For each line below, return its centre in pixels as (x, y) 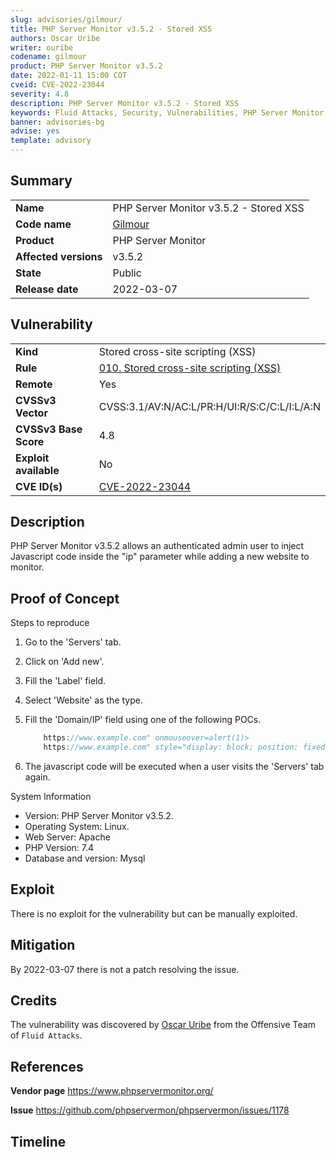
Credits (34, 1001)
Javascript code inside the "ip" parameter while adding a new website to (160, 557)
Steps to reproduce (50, 623)
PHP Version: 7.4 (59, 847)
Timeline (38, 1141)
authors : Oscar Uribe (55, 38)
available (37, 470)
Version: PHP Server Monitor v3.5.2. (99, 815)
